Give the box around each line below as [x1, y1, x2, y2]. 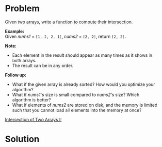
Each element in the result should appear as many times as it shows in [12, 52, 153, 58]
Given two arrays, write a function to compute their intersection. [5, 19, 133, 25]
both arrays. [12, 57, 37, 63]
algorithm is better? [12, 97, 51, 102]
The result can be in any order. [12, 63, 74, 68]
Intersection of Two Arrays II [5, 116, 62, 122]
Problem [5, 3, 40, 14]
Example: [5, 28, 25, 34]
